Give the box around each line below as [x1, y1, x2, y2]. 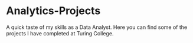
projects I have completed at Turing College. [6, 29, 114, 37]
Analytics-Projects [6, 4, 101, 18]
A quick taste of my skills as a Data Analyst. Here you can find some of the [6, 24, 188, 31]
